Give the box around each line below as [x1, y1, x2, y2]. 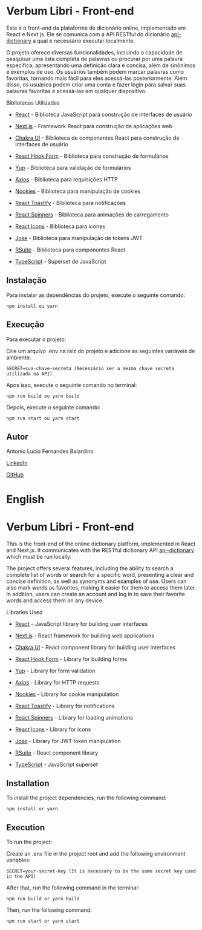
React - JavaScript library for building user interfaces [15, 620, 148, 627]
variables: [6, 857, 31, 864]
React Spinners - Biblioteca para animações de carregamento [15, 210, 169, 218]
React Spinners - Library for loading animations [15, 714, 133, 721]
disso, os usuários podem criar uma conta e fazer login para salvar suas [6, 80, 186, 88]
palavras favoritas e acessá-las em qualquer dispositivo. [6, 87, 147, 94]
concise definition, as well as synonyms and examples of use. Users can [6, 577, 187, 585]
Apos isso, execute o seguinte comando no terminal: [6, 381, 137, 388]
